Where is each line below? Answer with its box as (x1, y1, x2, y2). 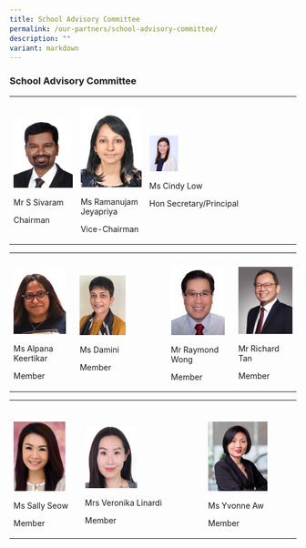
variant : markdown (9, 44, 79, 53)
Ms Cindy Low (148, 180, 203, 191)
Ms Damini (79, 344, 120, 355)
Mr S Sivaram (13, 197, 64, 208)
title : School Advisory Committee (9, 15, 141, 24)
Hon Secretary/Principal (148, 198, 240, 208)
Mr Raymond (170, 344, 219, 355)
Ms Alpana (13, 343, 54, 354)
